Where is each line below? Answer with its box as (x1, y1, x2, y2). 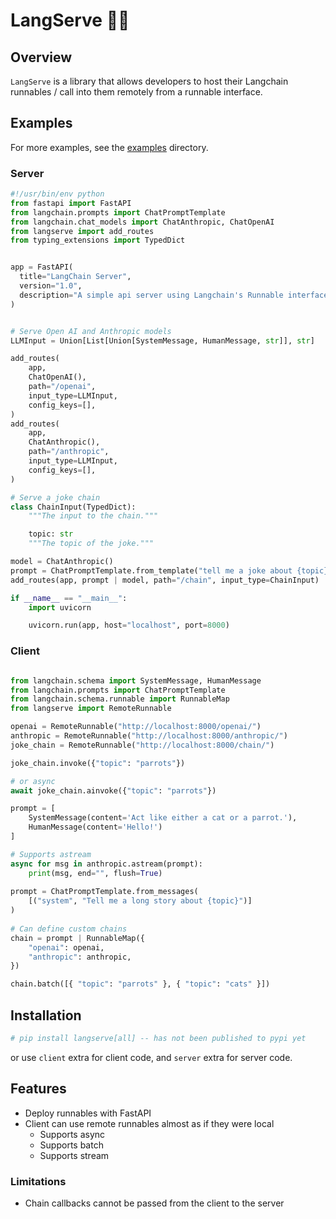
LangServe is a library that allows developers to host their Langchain (10, 75, 289, 87)
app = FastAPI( (10, 262, 74, 273)
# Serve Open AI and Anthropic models (10, 326, 172, 336)
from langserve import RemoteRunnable (10, 704, 172, 714)
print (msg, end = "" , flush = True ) (28, 868, 163, 878)
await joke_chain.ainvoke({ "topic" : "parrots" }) (10, 785, 217, 796)
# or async (10, 776, 56, 786)
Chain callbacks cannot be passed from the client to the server (24, 1197, 285, 1209)
